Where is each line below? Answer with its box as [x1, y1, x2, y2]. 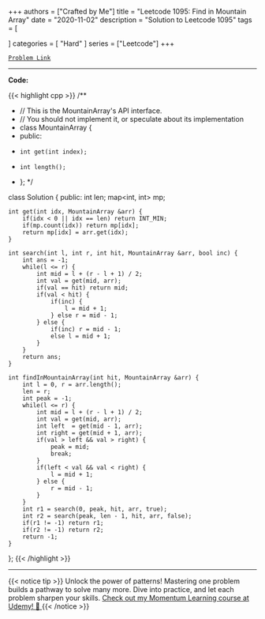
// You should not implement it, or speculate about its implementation [19, 115, 244, 123]
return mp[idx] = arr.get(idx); [22, 228, 129, 236]
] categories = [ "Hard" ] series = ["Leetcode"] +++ [8, 39, 175, 48]
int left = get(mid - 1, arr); [36, 422, 144, 430]
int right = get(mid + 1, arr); [36, 429, 144, 437]
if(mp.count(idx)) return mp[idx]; [22, 221, 140, 229]
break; [50, 450, 73, 458]
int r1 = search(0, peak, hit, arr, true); [22, 505, 168, 513]
